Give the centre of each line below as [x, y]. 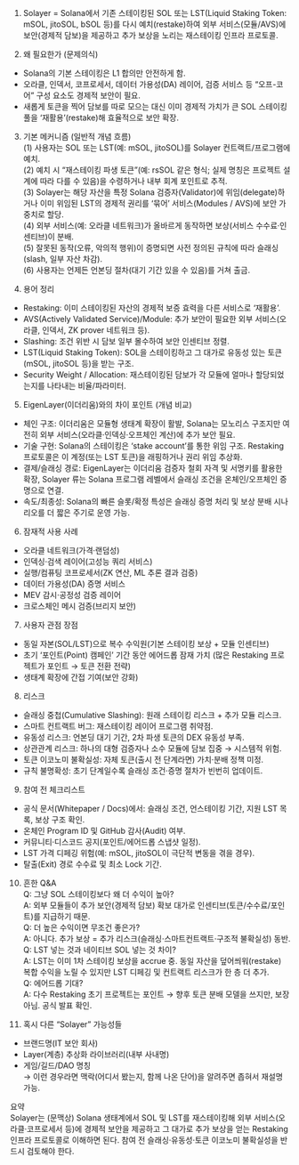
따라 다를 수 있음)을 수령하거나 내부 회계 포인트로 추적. [133, 181]
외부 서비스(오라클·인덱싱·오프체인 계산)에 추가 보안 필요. [137, 435]
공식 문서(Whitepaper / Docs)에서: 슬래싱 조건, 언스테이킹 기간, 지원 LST [150, 809]
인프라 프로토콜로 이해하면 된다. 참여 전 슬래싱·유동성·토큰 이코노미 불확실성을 [144, 1140]
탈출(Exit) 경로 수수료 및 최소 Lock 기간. [93, 864]
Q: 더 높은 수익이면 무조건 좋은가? [81, 927]
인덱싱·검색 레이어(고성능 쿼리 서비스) [88, 562]
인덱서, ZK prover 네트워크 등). [96, 330]
